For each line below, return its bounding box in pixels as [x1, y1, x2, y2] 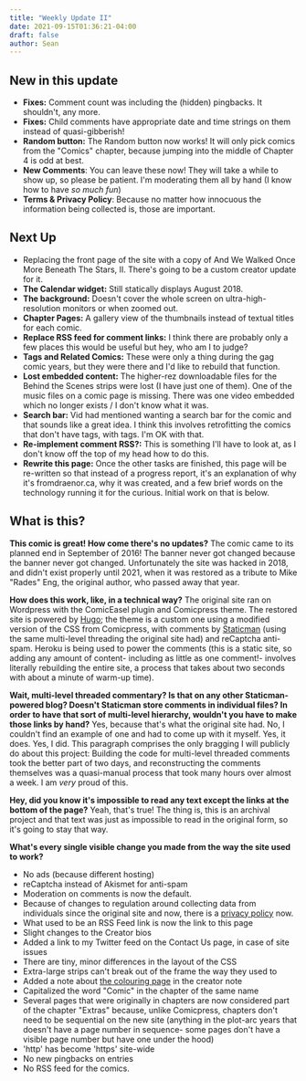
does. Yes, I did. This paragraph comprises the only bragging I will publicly [9, 738, 290, 749]
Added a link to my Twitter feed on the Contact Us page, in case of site [22, 937, 290, 948]
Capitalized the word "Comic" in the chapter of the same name [22, 985, 259, 996]
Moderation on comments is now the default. [22, 887, 192, 899]
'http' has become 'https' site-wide [22, 1043, 155, 1055]
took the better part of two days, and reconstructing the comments [9, 757, 261, 768]
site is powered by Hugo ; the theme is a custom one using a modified [9, 614, 270, 624]
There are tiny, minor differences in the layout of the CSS [22, 956, 237, 967]
